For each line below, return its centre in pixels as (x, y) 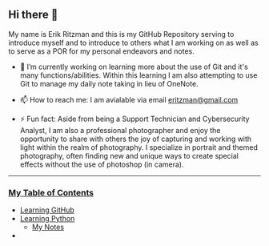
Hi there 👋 (33, 15)
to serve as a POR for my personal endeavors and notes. (101, 51)
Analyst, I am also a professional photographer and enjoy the (120, 130)
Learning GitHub (47, 210)
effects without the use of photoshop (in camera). (102, 164)
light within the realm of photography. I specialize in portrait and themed (139, 147)
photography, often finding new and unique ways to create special (129, 155)
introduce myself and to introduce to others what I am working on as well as (133, 42)
